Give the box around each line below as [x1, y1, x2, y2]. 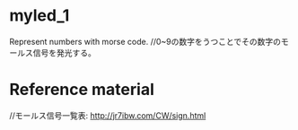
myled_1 [9, 5, 70, 26]
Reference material [9, 80, 154, 100]
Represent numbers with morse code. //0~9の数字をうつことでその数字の [9, 36, 281, 47]
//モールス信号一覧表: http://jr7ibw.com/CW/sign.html [9, 109, 206, 121]
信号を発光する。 [32, 47, 96, 58]
